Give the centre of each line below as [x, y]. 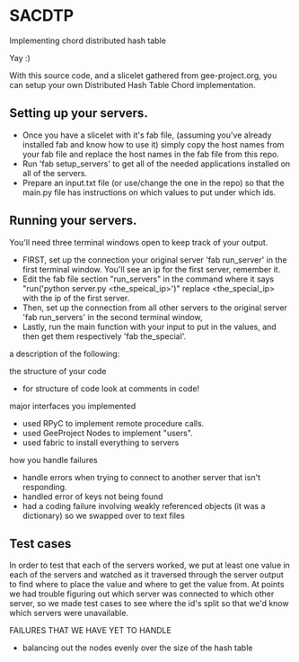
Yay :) [20, 58]
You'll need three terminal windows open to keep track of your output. [139, 242]
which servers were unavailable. [69, 613]
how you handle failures [53, 460]
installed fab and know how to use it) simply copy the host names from [153, 144]
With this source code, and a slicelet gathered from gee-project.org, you [143, 75]
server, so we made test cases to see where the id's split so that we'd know [149, 604]
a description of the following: [65, 353]
